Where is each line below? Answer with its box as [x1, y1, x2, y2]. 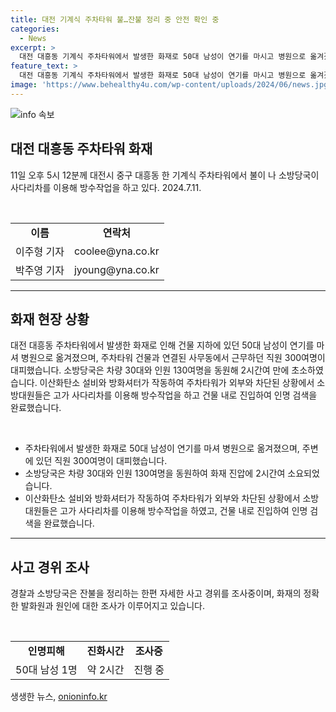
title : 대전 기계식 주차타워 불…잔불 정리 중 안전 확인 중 [10, 14, 220, 25]
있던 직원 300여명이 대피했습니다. [35, 455, 168, 467]
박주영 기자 [15, 263, 65, 277]
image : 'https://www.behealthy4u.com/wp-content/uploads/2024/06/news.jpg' [10, 80, 333, 90]
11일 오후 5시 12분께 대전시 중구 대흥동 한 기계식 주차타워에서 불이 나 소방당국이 [10, 169, 320, 181]
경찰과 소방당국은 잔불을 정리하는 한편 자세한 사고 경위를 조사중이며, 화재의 [10, 587, 302, 600]
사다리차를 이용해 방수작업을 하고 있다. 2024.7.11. [10, 181, 202, 193]
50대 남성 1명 [15, 663, 78, 677]
